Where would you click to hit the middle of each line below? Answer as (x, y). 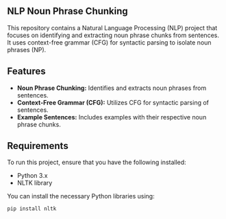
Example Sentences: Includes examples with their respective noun (112, 117)
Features (26, 71)
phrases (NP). (27, 49)
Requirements (38, 146)
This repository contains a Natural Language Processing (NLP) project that (112, 27)
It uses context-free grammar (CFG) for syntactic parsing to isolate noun (109, 42)
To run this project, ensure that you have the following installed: (97, 162)
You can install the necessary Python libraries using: (81, 196)
